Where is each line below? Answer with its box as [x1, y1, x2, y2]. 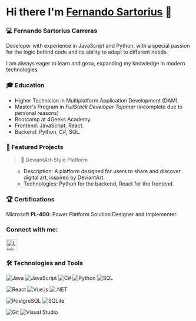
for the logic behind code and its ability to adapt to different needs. [6, 48, 168, 55]
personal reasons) [14, 109, 59, 117]
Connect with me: [6, 226, 58, 234]
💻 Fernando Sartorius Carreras [6, 27, 98, 35]
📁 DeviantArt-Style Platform [20, 156, 88, 164]
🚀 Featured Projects [6, 143, 64, 151]
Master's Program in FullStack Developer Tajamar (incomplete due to [14, 103, 183, 110]
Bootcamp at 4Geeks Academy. [14, 115, 92, 123]
